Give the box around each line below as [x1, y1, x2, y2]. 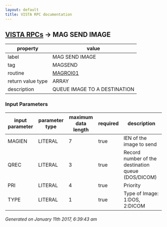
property [17, 45, 39, 52]
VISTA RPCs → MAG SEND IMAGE [5, 30, 111, 39]
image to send [123, 140, 157, 147]
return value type [7, 78, 48, 85]
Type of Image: [123, 190, 159, 197]
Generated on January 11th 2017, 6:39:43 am [5, 216, 97, 222]
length [73, 126, 89, 133]
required [98, 120, 119, 127]
